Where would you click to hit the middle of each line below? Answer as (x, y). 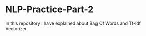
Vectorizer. (16, 28)
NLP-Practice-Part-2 (50, 9)
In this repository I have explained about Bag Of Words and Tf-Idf (73, 23)
